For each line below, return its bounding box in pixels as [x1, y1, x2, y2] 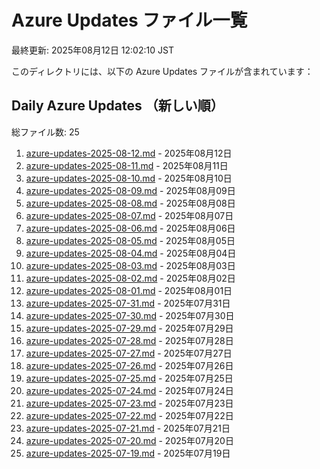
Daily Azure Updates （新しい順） [11, 97, 224, 115]
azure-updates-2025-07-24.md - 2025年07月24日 [25, 384, 234, 396]
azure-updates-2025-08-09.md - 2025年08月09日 [25, 184, 236, 196]
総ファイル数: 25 [11, 126, 80, 138]
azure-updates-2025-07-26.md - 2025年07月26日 [25, 359, 234, 371]
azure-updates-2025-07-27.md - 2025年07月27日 [25, 347, 233, 359]
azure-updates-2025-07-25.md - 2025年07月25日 [25, 372, 234, 384]
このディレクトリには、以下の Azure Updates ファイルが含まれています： [11, 65, 314, 77]
